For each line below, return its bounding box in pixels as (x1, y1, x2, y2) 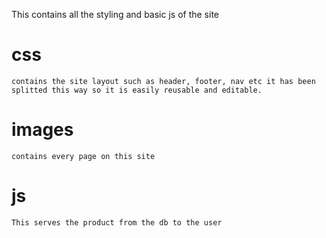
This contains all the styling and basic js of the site (11, 9, 219, 20)
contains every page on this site (11, 151, 156, 161)
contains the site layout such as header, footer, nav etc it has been (11, 76, 316, 86)
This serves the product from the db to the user (11, 217, 223, 228)
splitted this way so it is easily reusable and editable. (11, 85, 263, 95)
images (11, 119, 74, 141)
